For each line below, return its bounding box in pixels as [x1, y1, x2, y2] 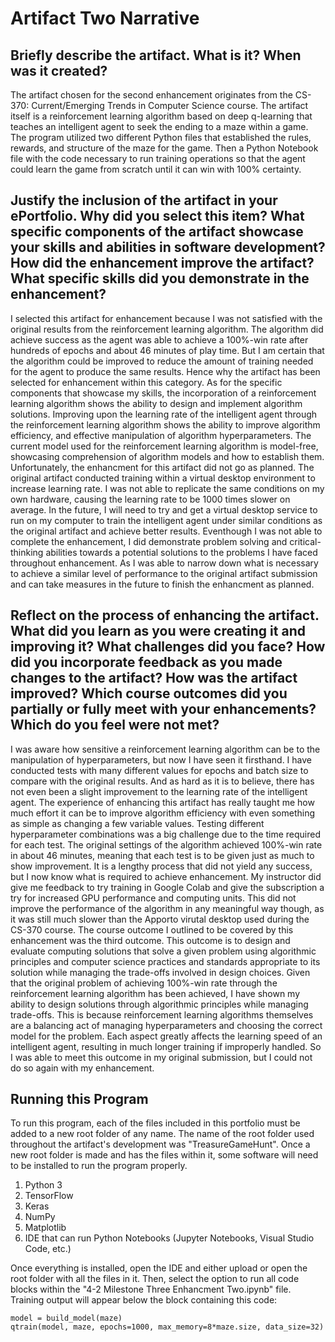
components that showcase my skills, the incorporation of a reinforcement [10, 387, 317, 399]
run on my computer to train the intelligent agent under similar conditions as [10, 514, 323, 526]
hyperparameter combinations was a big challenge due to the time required [10, 828, 322, 840]
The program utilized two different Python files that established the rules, [10, 132, 312, 143]
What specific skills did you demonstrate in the [10, 270, 310, 287]
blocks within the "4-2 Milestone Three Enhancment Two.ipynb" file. [10, 1283, 292, 1296]
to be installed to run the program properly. [10, 1160, 188, 1172]
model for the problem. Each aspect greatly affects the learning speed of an [10, 1030, 323, 1042]
